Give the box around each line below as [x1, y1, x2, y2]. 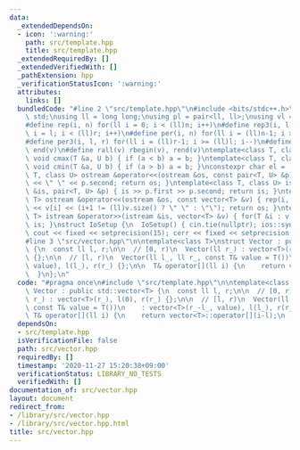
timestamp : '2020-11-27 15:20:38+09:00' [17, 361, 170, 370]
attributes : [17, 87, 62, 96]
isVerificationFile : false [17, 336, 118, 345]
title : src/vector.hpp [9, 427, 94, 437]
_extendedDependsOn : [17, 21, 94, 30]
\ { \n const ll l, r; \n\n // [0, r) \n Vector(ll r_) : [25, 245, 246, 254]
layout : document [9, 394, 74, 404]
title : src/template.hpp [25, 46, 118, 55]
